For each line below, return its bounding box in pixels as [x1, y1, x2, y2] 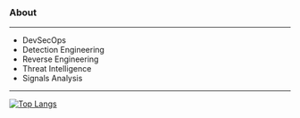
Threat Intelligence [21, 63, 92, 74]
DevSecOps [21, 35, 67, 46]
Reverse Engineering [21, 54, 99, 64]
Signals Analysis [21, 73, 83, 84]
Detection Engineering [21, 45, 105, 55]
